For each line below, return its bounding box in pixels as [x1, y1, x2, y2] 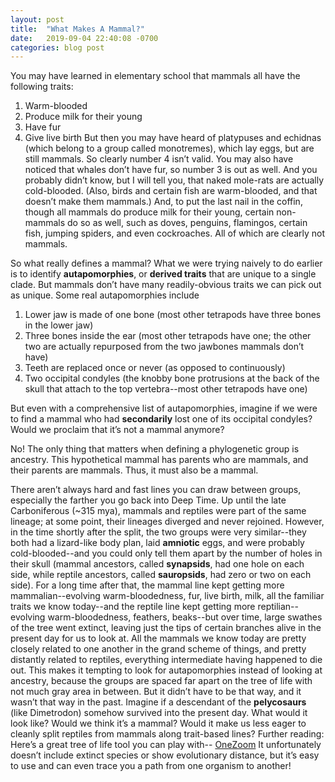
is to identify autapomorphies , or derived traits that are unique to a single [10, 268, 317, 280]
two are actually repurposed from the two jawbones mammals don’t [24, 341, 305, 353]
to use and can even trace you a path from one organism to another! [10, 760, 292, 772]
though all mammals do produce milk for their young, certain [24, 206, 275, 218]
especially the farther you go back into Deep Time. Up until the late [10, 494, 287, 506]
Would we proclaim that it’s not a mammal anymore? [10, 424, 225, 436]
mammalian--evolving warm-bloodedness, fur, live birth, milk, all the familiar [10, 590, 325, 602]
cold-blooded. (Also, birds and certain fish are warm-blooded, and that [24, 185, 318, 197]
